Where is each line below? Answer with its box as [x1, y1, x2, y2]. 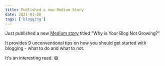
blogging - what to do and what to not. [5, 45, 84, 51]
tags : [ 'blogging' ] [5, 16, 46, 21]
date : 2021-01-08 [5, 12, 41, 17]
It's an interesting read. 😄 [5, 55, 59, 61]
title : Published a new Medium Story [5, 7, 84, 12]
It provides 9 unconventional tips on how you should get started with [5, 40, 146, 46]
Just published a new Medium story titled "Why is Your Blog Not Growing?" [5, 30, 160, 36]
